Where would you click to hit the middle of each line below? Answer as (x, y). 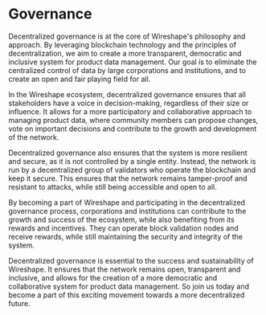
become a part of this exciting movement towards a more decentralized (127, 295)
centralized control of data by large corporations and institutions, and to (127, 70)
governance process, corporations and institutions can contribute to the (127, 211)
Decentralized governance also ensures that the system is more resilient (128, 153)
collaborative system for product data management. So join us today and (129, 286)
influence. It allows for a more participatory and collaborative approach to (130, 111)
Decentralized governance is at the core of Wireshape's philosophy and (127, 36)
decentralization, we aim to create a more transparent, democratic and (125, 53)
